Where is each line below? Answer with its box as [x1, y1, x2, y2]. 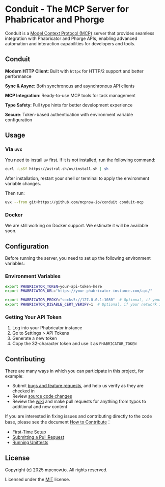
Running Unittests [12, 440, 49, 446]
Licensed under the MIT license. [5, 477, 70, 483]
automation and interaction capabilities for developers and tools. [5, 40, 136, 46]
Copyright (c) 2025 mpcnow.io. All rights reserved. [5, 467, 108, 473]
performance [5, 73, 32, 79]
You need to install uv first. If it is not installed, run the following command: [5, 157, 156, 163]
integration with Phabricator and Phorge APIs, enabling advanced [5, 35, 137, 41]
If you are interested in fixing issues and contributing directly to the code [5, 413, 152, 419]
